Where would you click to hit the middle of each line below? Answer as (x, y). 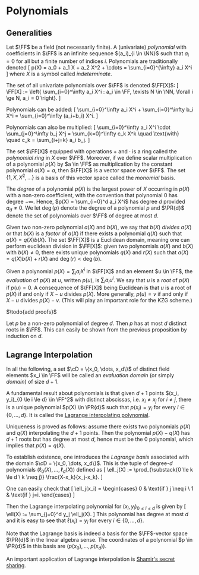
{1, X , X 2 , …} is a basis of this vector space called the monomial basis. (91, 177)
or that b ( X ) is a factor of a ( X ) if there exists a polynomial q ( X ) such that (94, 233)
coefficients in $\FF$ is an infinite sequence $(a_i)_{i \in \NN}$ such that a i (97, 54)
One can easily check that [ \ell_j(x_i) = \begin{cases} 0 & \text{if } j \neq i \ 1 (100, 489)
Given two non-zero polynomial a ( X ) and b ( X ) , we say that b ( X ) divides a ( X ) (99, 228)
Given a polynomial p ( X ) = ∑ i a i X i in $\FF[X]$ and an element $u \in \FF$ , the (99, 271)
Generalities (29, 33)
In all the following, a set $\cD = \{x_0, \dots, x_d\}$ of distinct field (88, 369)
